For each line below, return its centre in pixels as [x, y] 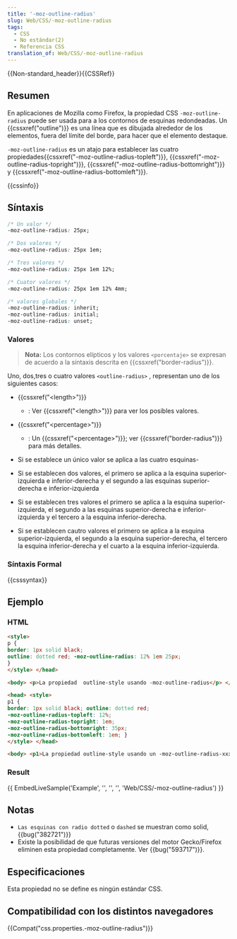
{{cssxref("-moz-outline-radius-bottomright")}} [156, 164]
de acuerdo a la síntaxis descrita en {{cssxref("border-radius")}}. [119, 363]
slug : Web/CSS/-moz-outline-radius [60, 21]
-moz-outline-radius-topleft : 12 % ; [60, 715]
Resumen [29, 96]
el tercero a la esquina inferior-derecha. [109, 517]
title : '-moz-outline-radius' [52, 14]
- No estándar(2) [39, 40]
